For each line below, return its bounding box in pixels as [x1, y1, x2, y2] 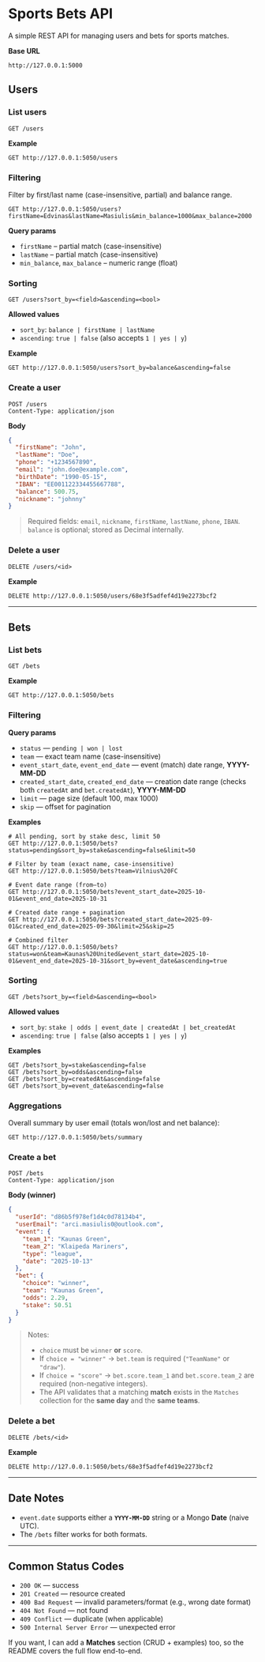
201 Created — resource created [19, 1589, 126, 1599]
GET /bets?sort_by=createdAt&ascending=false [8, 1075, 160, 1083]
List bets [8, 644, 42, 655]
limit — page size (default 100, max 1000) [19, 793, 159, 803]
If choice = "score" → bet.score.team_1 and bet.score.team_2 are [39, 1370, 255, 1380]
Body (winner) [8, 1190, 57, 1200]
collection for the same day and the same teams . [39, 1396, 200, 1405]
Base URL [8, 46, 41, 55]
